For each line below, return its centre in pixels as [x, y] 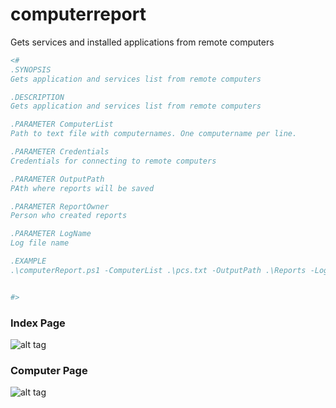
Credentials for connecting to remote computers [113, 161]
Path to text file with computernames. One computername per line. [154, 134]
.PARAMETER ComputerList [62, 124]
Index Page [38, 323]
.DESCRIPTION [37, 97]
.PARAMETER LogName [51, 234]
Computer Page [49, 370]
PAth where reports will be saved [82, 188]
